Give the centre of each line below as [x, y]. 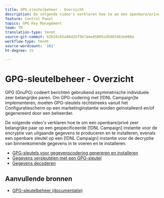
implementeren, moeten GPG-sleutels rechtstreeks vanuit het [67, 103]
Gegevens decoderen [34, 163]
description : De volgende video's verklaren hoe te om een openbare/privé [83, 14]
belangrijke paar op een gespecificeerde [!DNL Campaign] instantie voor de [81, 128]
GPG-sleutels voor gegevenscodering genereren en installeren [75, 153]
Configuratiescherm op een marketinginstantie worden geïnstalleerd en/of [80, 108]
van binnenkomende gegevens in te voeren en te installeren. [66, 143]
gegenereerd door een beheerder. [39, 113]
